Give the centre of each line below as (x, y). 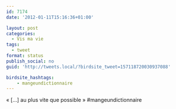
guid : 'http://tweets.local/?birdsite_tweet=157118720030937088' (88, 67)
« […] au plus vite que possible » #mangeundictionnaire (74, 100)
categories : (21, 33)
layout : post (22, 28)
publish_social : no (30, 61)
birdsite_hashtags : (30, 77)
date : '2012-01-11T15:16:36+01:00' (50, 17)
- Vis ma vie (28, 39)
